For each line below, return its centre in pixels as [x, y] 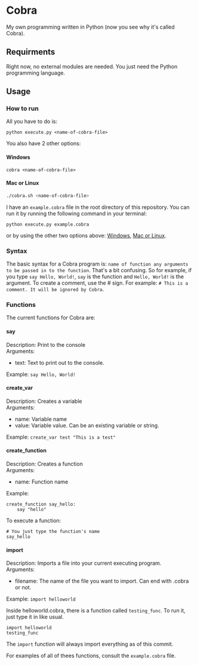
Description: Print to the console [46, 344]
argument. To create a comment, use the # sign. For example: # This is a [97, 283]
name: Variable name [41, 419]
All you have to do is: [32, 121]
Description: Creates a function [45, 464]
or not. [23, 587]
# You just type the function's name [53, 531]
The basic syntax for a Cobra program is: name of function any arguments [98, 264]
